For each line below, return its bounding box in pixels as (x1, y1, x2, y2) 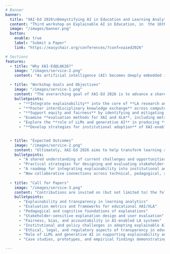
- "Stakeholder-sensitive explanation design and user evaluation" (18, 213, 164, 218)
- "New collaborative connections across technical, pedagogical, (18, 171, 162, 176)
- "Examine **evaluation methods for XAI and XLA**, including (18, 115, 155, 120)
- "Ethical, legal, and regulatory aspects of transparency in (18, 227, 155, 233)
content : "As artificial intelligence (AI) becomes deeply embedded (14, 73, 162, 78)
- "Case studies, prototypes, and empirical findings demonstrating (18, 237, 166, 242)
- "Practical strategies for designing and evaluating (18, 161, 137, 167)
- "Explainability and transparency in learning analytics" (18, 199, 148, 204)
